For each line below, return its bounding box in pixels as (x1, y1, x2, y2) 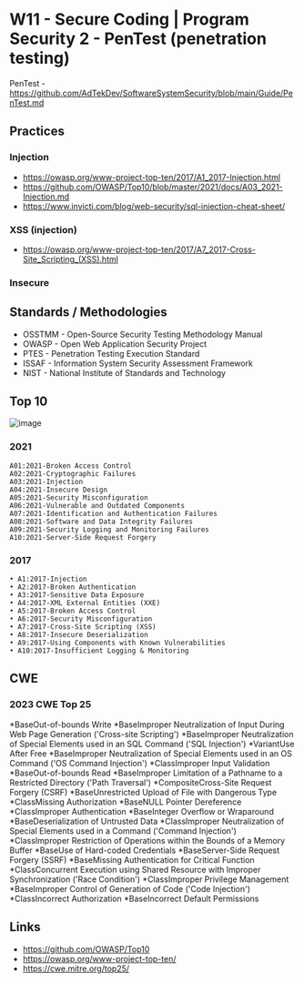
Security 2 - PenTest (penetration (9, 28, 267, 49)
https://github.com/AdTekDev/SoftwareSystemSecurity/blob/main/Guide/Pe (9, 87, 294, 98)
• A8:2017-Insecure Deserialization (9, 631, 148, 640)
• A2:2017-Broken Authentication (9, 583, 137, 592)
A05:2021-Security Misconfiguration (9, 492, 148, 502)
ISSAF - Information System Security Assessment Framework (22, 358, 253, 369)
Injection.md (22, 191, 70, 202)
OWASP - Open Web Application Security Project (22, 338, 208, 350)
